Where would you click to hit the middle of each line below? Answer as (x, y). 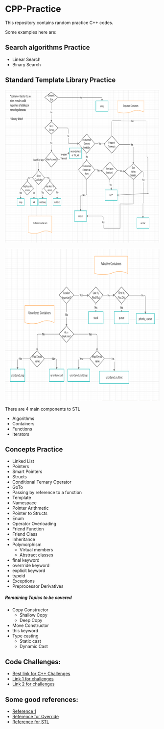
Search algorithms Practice (47, 48)
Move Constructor (30, 625)
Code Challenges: (33, 662)
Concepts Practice (34, 449)
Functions (22, 429)
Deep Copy (31, 620)
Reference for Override (35, 716)
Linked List (23, 461)
